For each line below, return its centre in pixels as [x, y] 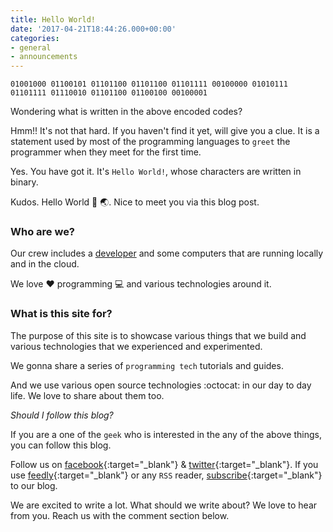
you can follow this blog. [61, 445]
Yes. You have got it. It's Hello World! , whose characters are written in [156, 172]
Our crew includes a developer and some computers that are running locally [167, 253]
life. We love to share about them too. [87, 395]
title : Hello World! [53, 19]
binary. [24, 182]
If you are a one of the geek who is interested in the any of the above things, [166, 434]
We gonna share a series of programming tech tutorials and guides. [147, 365]
